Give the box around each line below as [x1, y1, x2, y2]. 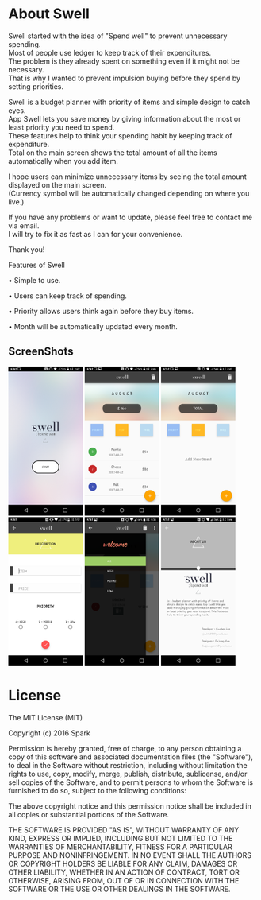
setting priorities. [8, 81, 64, 91]
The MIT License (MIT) [8, 712, 83, 722]
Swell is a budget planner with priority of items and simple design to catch [8, 97, 251, 107]
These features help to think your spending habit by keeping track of [8, 130, 232, 140]
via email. [8, 220, 40, 231]
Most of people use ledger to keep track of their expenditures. [8, 48, 212, 57]
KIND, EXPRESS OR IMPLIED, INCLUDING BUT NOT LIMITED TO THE [8, 833, 233, 843]
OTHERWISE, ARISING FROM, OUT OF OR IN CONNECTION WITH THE [8, 875, 240, 885]
